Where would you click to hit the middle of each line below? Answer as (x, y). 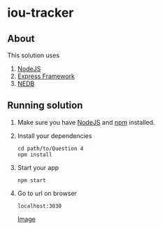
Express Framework (46, 76)
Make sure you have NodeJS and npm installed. (86, 122)
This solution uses (34, 55)
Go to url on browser (47, 193)
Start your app (38, 167)
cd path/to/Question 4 (50, 148)
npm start (32, 180)
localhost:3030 (39, 206)
